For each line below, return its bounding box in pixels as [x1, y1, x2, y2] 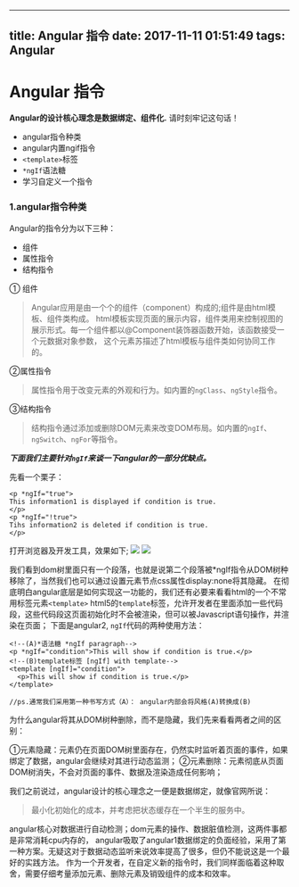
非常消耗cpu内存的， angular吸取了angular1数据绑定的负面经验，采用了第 [16, 834, 287, 845]
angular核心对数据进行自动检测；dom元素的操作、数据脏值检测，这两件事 [9, 823, 279, 834]
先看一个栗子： [9, 471, 64, 482]
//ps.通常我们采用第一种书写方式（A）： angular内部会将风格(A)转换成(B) [9, 697, 252, 706]
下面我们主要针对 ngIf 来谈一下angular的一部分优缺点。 [9, 452, 212, 463]
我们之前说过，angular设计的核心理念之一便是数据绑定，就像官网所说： [9, 785, 271, 796]
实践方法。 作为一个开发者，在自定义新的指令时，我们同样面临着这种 [24, 857, 277, 867]
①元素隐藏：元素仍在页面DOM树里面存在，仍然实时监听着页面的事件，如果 [9, 744, 288, 755]
